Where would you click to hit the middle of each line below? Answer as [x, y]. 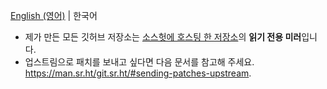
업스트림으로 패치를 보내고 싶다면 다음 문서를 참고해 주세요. [139, 62]
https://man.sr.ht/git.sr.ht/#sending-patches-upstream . [138, 73]
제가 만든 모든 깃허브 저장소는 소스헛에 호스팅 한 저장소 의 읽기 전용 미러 [163, 37]
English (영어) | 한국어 [54, 15]
